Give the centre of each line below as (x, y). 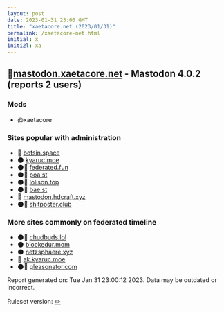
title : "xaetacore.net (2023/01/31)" (62, 26)
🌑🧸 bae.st (32, 189)
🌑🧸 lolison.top (38, 182)
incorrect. (21, 288)
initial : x (23, 40)
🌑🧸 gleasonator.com (47, 267)
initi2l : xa (24, 46)
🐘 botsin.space (38, 153)
